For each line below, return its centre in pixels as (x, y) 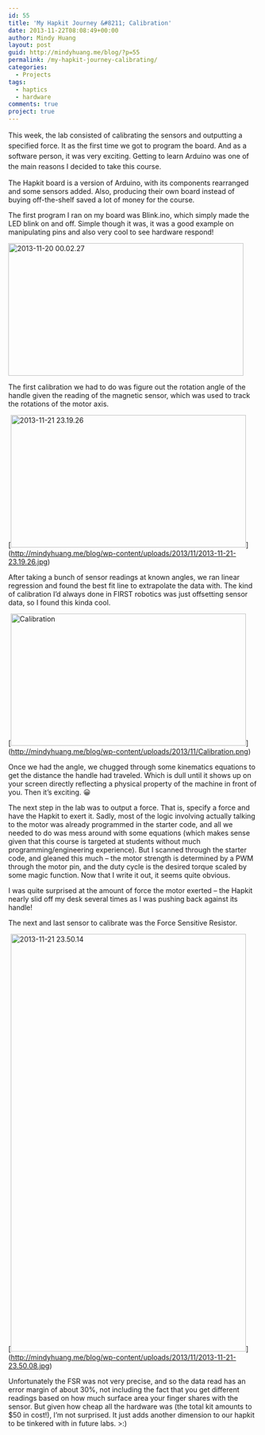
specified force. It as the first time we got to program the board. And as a (128, 145)
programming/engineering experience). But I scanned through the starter (128, 850)
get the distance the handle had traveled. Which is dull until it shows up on (130, 775)
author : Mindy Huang (42, 38)
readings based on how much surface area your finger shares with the (123, 1398)
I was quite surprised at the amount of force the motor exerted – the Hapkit (131, 890)
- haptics (31, 89)
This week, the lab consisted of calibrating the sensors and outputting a (125, 135)
